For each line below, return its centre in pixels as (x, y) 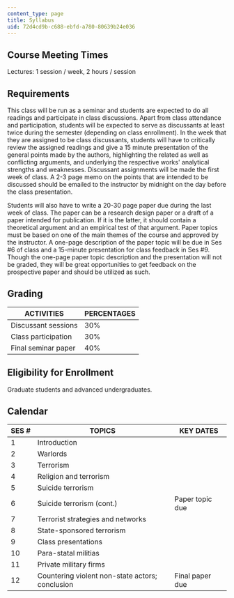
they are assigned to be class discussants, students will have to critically (111, 140)
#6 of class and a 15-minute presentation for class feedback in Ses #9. (109, 250)
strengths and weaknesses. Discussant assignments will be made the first (113, 169)
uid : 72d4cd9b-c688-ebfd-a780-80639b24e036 (71, 26)
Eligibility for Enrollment (61, 373)
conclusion (55, 585)
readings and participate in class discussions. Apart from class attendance (114, 118)
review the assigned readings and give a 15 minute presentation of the (108, 147)
